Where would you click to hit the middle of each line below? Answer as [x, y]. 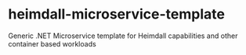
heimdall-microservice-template [117, 14]
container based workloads [52, 43]
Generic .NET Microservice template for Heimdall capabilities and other [123, 36]
